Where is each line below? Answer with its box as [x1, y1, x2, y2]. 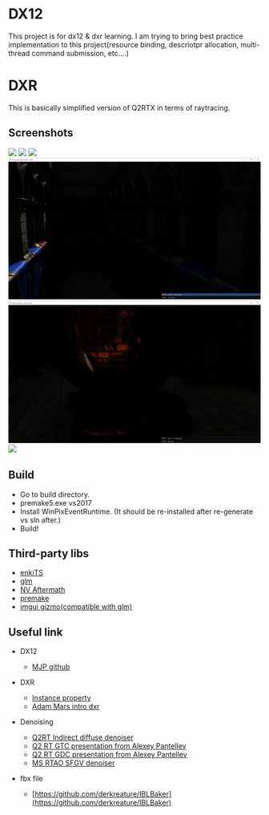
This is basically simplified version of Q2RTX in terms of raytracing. [8, 103, 231, 112]
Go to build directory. [19, 490, 90, 499]
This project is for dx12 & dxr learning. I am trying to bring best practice [8, 31, 243, 41]
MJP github [31, 662, 70, 672]
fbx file [19, 774, 43, 784]
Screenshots [8, 126, 74, 140]
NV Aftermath [19, 585, 66, 595]
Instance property [31, 693, 91, 703]
